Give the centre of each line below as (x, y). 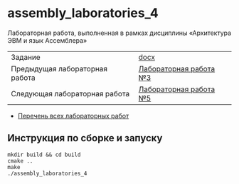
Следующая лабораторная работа (70, 93)
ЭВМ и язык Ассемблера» (47, 40)
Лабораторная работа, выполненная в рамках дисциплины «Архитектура (119, 33)
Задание (26, 57)
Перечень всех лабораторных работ (73, 116)
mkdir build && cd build (44, 155)
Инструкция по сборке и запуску (85, 138)
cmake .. (20, 161)
